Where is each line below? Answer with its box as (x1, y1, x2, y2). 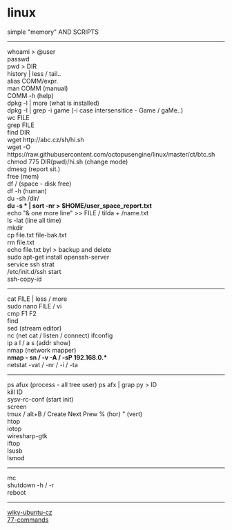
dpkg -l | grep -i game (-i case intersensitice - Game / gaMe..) (7, 106, 184, 115)
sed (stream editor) (7, 324, 62, 332)
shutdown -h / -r (7, 481, 55, 489)
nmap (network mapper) (7, 346, 77, 354)
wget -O (7, 143, 31, 151)
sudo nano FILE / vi (7, 302, 62, 310)
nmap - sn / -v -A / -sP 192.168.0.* (7, 353, 107, 362)
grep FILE (7, 121, 35, 129)
